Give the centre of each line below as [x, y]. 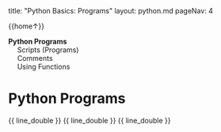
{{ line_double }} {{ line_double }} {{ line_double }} [90, 120]
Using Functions [44, 66]
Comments [35, 58]
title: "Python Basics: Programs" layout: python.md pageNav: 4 [111, 11]
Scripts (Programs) [48, 50]
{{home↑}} [27, 26]
